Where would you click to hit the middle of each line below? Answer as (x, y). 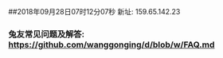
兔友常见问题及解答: (47, 34)
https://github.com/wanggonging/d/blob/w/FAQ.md (111, 44)
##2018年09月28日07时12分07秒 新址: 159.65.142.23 (94, 12)
